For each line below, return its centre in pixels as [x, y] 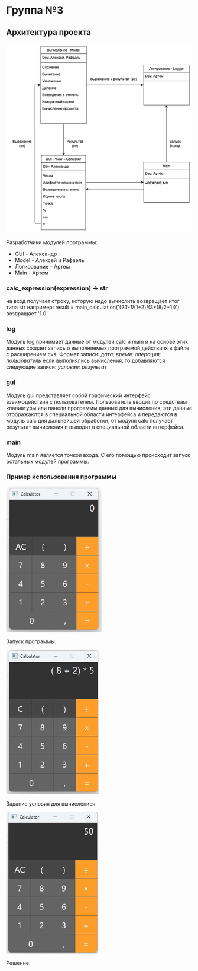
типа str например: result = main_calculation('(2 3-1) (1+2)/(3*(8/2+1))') [93, 307]
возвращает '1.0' [27, 314]
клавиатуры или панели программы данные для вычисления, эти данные [99, 408]
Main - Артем [31, 273]
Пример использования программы [61, 477]
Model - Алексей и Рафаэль [49, 260]
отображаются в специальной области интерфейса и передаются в [92, 414]
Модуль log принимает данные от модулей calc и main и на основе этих [97, 342]
